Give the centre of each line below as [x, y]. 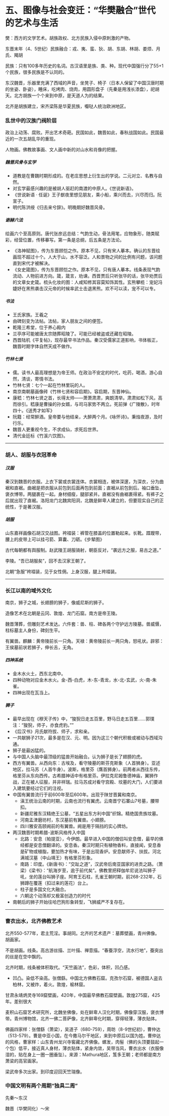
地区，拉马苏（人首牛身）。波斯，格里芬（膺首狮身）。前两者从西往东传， [87, 769]
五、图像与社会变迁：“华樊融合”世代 [80, 10]
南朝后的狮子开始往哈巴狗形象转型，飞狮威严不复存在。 [70, 902]
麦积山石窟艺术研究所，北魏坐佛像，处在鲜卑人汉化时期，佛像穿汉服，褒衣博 [84, 1012]
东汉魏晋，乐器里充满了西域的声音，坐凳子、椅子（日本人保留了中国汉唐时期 [84, 83]
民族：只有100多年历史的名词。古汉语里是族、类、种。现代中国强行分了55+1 [84, 66]
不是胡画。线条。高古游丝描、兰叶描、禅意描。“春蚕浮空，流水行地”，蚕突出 [84, 950]
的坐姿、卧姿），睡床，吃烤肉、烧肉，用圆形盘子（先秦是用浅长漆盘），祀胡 [82, 89]
